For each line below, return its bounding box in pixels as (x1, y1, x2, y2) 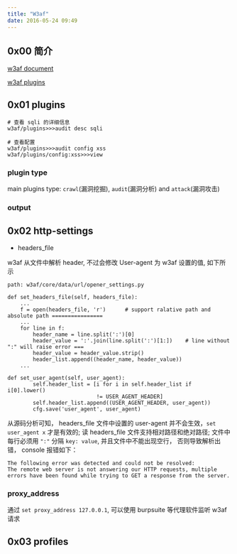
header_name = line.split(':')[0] (33, 331, 135, 338)
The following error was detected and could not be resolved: (7, 460, 195, 467)
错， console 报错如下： (7, 445, 78, 455)
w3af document (7, 65, 54, 73)
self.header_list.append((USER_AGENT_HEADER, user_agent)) (33, 399, 211, 407)
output (7, 203, 31, 213)
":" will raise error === (7, 344, 84, 351)
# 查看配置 (7, 139, 35, 146)
